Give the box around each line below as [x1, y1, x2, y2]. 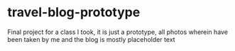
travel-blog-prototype [7, 4, 141, 21]
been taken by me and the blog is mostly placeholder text [7, 35, 175, 43]
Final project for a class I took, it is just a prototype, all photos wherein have [7, 28, 229, 36]
